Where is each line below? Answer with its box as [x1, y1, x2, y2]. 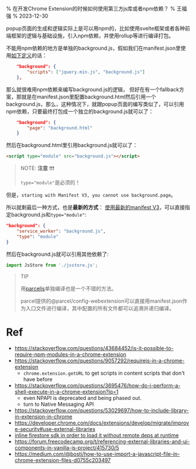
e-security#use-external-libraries [14, 426, 95, 433]
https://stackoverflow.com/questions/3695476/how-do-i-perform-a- [14, 382, 181, 389]
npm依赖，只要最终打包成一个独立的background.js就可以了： [6, 108, 154, 115]
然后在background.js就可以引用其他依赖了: [6, 251, 109, 258]
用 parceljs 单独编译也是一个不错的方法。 [20, 285, 117, 292]
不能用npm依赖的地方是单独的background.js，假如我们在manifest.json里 [6, 44, 181, 52]
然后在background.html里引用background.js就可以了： [6, 142, 138, 149]
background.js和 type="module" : [11, 211, 87, 218]
